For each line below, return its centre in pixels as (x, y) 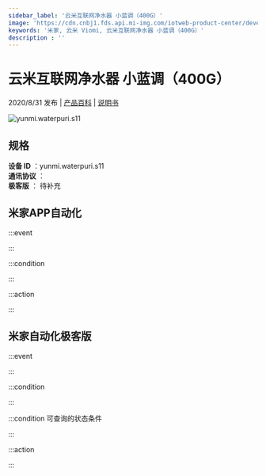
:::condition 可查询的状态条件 (55, 418)
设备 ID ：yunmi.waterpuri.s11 (56, 166)
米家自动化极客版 (50, 336)
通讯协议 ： (27, 176)
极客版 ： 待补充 (34, 186)
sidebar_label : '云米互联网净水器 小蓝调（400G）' (86, 15)
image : (19, 23)
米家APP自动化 (45, 213)
